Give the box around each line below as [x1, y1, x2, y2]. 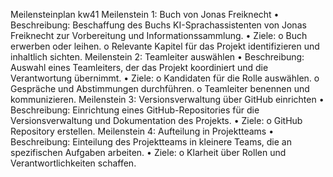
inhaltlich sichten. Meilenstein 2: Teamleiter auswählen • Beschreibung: [10, 51, 305, 63]
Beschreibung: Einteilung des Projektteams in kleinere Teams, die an [10, 136, 292, 148]
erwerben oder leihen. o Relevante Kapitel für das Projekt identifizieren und [10, 40, 320, 52]
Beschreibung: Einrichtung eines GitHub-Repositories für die [10, 104, 260, 116]
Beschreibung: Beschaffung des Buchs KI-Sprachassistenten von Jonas [10, 19, 307, 31]
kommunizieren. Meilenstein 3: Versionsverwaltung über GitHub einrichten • [10, 94, 325, 105]
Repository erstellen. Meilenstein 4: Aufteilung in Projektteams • [10, 125, 275, 137]
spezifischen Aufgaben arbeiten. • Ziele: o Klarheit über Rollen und [10, 147, 287, 158]
